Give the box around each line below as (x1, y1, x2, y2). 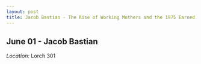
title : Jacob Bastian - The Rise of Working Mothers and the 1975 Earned (6, 14, 196, 20)
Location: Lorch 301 (6, 52, 56, 60)
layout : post (6, 8, 39, 15)
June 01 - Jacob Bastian (6, 36, 98, 47)
